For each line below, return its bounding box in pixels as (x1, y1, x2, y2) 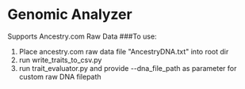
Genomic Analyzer (7, 6, 132, 24)
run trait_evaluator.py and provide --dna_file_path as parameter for (18, 63, 237, 72)
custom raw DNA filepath (18, 72, 101, 81)
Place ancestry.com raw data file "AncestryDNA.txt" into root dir (18, 46, 229, 56)
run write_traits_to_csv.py (18, 55, 102, 65)
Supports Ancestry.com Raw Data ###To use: (7, 32, 157, 41)
